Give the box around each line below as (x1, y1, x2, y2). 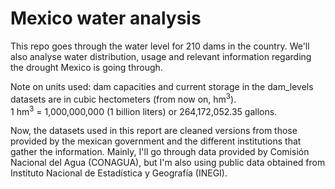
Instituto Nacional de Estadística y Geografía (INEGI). (10, 167, 228, 179)
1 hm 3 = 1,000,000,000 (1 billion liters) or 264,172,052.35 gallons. (10, 103, 278, 117)
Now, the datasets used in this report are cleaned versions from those (10, 125, 298, 137)
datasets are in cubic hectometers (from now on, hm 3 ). (10, 91, 237, 105)
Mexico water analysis (10, 7, 202, 30)
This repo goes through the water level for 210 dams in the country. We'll (10, 40, 310, 52)
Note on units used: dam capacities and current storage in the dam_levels (10, 80, 314, 92)
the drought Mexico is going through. (10, 61, 163, 73)
